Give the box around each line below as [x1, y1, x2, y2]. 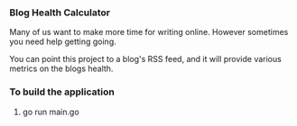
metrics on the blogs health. [9, 63, 114, 74]
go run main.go [22, 106, 79, 117]
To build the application [9, 85, 115, 98]
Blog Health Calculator [9, 6, 111, 19]
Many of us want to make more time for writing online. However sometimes [9, 27, 289, 38]
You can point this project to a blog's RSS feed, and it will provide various [9, 54, 282, 65]
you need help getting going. [9, 36, 117, 47]
